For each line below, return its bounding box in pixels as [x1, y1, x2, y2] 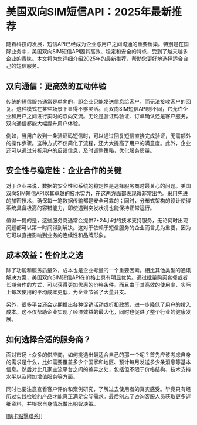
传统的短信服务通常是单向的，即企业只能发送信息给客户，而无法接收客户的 [6, 98, 186, 105]
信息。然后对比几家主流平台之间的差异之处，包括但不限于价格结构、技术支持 [6, 366, 191, 373]
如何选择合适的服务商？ [6, 334, 91, 344]
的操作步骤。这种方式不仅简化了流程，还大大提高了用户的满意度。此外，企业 [6, 139, 191, 146]
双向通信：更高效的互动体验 [6, 81, 107, 91]
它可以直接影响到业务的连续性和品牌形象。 [6, 231, 109, 238]
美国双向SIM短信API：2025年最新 [6, 5, 172, 19]
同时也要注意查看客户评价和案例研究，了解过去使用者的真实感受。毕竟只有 [6, 386, 186, 393]
